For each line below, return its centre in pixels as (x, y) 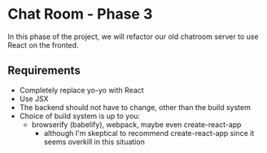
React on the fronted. (43, 45)
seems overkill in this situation (94, 142)
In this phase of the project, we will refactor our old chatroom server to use (133, 36)
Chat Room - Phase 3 (80, 14)
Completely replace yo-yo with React (81, 90)
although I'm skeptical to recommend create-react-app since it (149, 133)
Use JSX (34, 99)
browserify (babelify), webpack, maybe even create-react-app (136, 124)
